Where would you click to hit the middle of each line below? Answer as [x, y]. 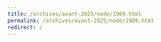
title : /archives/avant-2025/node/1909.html [74, 14]
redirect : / [25, 27]
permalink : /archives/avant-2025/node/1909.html [81, 21]
